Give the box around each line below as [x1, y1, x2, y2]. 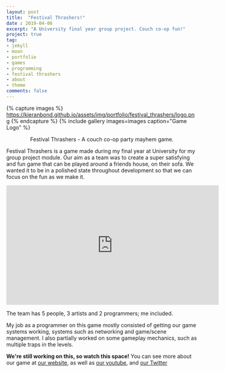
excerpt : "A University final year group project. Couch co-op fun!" [6, 25, 186, 32]
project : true [6, 32, 42, 38]
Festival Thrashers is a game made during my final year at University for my [6, 147, 195, 155]
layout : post [6, 8, 39, 15]
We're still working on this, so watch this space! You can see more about [6, 353, 192, 360]
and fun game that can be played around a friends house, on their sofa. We [6, 160, 194, 167]
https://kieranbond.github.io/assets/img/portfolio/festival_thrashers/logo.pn [6, 110, 195, 118]
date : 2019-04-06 [6, 20, 53, 26]
